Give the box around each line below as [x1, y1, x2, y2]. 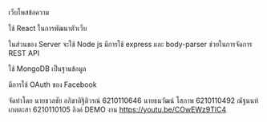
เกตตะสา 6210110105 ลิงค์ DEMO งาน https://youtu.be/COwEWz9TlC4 [8, 104, 227, 114]
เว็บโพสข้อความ [8, 8, 50, 17]
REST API [8, 49, 40, 57]
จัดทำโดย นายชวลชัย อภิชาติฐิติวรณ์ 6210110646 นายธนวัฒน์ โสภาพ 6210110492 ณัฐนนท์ [8, 96, 259, 105]
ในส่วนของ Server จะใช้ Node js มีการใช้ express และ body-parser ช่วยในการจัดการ [8, 40, 253, 49]
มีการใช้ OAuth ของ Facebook [8, 80, 98, 89]
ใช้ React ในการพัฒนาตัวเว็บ [8, 24, 87, 33]
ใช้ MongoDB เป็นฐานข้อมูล [8, 64, 87, 73]
